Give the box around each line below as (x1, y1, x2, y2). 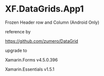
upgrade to (5, 47, 28, 53)
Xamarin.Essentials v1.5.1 (5, 66, 54, 72)
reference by (5, 29, 31, 34)
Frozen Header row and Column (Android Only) (5, 19, 100, 25)
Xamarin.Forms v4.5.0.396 (5, 57, 58, 62)
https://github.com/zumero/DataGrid (5, 38, 79, 44)
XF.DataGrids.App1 (5, 3, 84, 15)
